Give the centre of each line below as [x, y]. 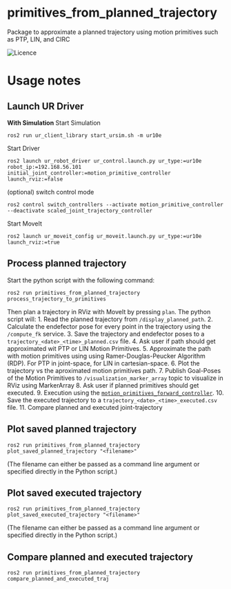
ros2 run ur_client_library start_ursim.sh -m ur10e [84, 135]
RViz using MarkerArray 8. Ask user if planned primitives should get [103, 385]
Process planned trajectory [67, 263]
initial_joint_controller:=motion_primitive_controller [89, 173]
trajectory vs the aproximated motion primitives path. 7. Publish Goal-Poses [114, 370]
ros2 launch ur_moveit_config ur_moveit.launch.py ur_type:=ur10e [104, 236]
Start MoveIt [25, 224]
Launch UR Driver [46, 106]
